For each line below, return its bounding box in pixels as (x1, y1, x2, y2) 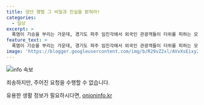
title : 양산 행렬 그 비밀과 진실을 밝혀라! (6, 8, 100, 15)
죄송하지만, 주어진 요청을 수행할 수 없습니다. (6, 78, 110, 86)
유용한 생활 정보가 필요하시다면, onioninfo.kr (6, 92, 112, 99)
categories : (6, 15, 36, 21)
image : (6, 49, 23, 55)
